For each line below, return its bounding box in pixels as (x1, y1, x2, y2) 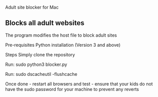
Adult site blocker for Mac (5, 5, 59, 10)
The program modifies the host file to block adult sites (5, 32, 117, 38)
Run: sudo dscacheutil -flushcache (5, 71, 78, 77)
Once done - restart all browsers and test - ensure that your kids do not (5, 80, 153, 87)
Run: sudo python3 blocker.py (5, 61, 68, 67)
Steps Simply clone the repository (5, 51, 75, 57)
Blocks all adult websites (5, 19, 84, 27)
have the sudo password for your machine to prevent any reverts (5, 86, 139, 92)
